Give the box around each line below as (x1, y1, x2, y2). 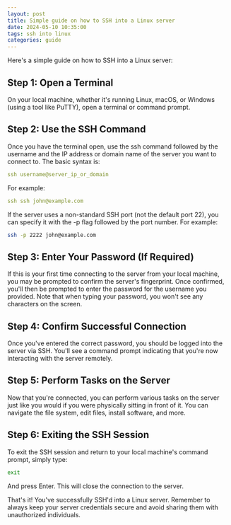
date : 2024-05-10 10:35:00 (7, 23, 87, 30)
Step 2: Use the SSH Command (7, 123, 146, 135)
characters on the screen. (7, 300, 83, 308)
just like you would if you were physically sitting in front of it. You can (7, 400, 208, 409)
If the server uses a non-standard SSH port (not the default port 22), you (7, 210, 219, 219)
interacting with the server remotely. (7, 354, 113, 362)
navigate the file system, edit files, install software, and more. (7, 408, 186, 417)
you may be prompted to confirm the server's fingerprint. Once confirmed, (7, 277, 225, 286)
